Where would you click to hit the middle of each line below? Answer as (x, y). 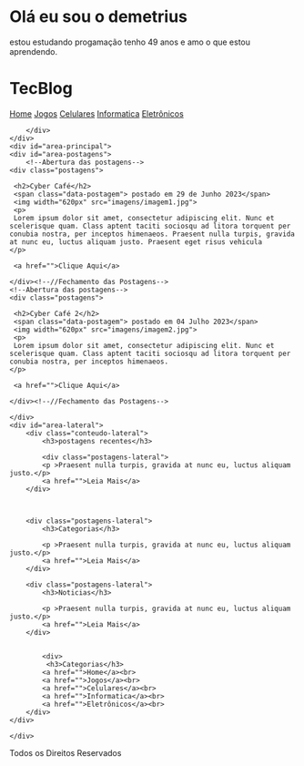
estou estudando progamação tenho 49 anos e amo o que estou (130, 42)
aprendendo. (33, 51)
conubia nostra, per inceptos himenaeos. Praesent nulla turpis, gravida (152, 234)
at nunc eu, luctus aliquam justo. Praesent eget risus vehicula (136, 242)
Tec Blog (41, 89)
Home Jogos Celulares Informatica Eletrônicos (96, 113)
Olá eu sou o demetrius (99, 17)
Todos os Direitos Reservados (66, 752)
